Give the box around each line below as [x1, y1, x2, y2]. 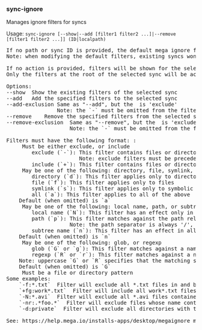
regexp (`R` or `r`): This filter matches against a [31, 251, 191, 258]
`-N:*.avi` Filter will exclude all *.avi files [19, 293, 168, 301]
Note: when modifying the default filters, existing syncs [6, 53, 185, 60]
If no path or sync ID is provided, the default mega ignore [6, 47, 191, 54]
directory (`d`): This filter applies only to [31, 173, 171, 180]
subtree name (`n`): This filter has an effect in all [31, 227, 197, 234]
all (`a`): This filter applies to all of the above [31, 191, 191, 198]
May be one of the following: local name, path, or [22, 203, 178, 210]
